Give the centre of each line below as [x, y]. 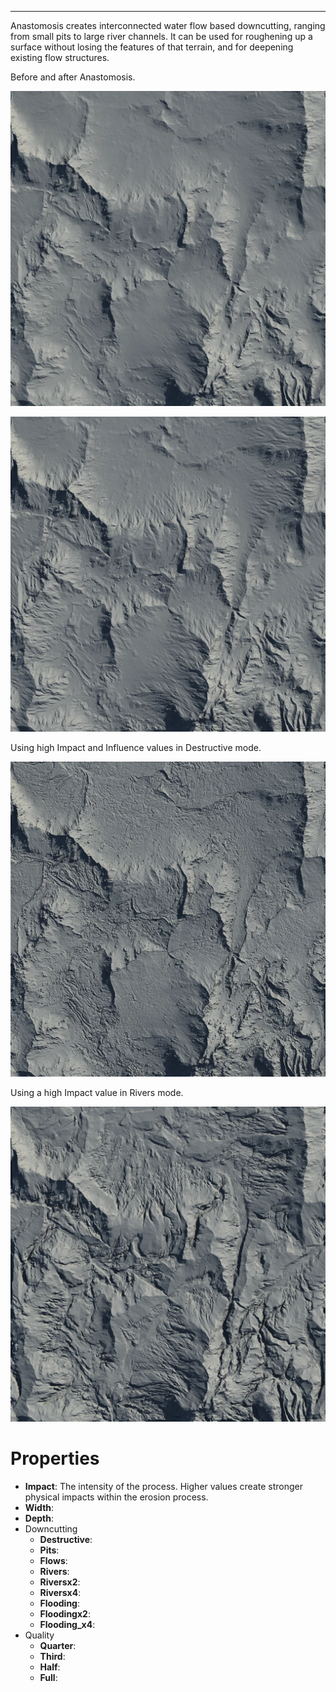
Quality [39, 1635]
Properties [55, 1458]
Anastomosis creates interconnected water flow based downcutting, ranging [168, 25]
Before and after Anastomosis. [73, 77]
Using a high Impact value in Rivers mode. [97, 1092]
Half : [50, 1667]
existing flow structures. [60, 57]
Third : [52, 1656]
